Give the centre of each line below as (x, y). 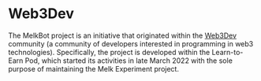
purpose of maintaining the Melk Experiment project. (94, 68)
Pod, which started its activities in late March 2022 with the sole (129, 61)
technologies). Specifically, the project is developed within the (109, 52)
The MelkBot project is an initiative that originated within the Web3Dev (123, 35)
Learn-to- (227, 52)
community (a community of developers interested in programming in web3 (131, 43)
